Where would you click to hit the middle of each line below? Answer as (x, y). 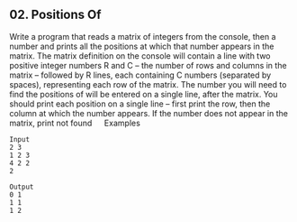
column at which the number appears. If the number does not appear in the (148, 113)
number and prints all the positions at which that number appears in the (142, 46)
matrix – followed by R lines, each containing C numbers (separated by (140, 75)
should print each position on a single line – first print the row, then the (140, 104)
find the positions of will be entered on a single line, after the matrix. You (144, 94)
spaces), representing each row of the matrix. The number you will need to (148, 84)
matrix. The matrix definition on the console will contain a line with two (140, 55)
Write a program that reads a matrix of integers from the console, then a (143, 36)
